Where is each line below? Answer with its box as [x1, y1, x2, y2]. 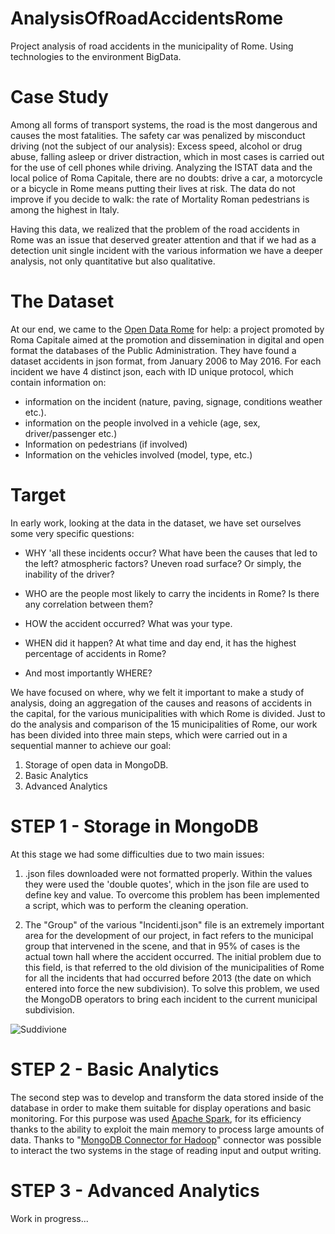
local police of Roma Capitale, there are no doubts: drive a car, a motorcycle [10, 172, 323, 184]
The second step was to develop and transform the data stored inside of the [10, 1091, 324, 1103]
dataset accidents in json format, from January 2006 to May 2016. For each [10, 355, 322, 367]
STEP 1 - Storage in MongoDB [10, 815, 259, 837]
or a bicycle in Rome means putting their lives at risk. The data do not [10, 182, 296, 194]
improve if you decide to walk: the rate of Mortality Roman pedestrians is [10, 193, 310, 205]
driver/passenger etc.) [24, 427, 118, 439]
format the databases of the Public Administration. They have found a [10, 344, 297, 356]
